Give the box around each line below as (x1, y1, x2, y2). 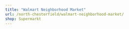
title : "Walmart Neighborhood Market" (5, 7, 86, 12)
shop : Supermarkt (5, 16, 41, 21)
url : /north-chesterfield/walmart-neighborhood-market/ (5, 12, 124, 17)
